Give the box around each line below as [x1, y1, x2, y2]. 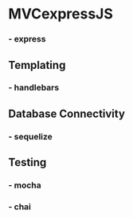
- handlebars [8, 82, 60, 93]
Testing [8, 155, 47, 169]
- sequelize [8, 131, 53, 142]
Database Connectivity [8, 107, 126, 120]
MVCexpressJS [8, 5, 114, 23]
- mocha [8, 180, 41, 191]
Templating [8, 58, 66, 72]
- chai [8, 201, 32, 212]
